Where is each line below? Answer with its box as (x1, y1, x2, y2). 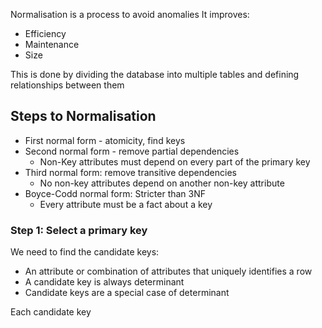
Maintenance (24, 39, 80, 50)
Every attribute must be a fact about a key (39, 198, 213, 210)
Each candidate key (10, 306, 92, 318)
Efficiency (24, 28, 67, 39)
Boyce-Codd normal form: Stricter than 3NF (24, 187, 207, 199)
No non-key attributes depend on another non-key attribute (39, 177, 285, 189)
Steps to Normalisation (10, 108, 157, 125)
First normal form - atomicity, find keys (24, 134, 186, 146)
